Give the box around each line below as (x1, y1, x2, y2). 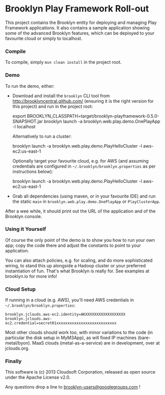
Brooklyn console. (5, 213, 42, 219)
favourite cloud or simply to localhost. (5, 35, 82, 41)
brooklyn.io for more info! (5, 273, 57, 279)
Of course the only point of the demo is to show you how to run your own (5, 237, 155, 243)
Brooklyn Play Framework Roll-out (5, 3, 149, 14)
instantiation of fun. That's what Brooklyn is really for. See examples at (5, 268, 150, 274)
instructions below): (12, 168, 53, 175)
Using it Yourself (5, 225, 46, 232)
